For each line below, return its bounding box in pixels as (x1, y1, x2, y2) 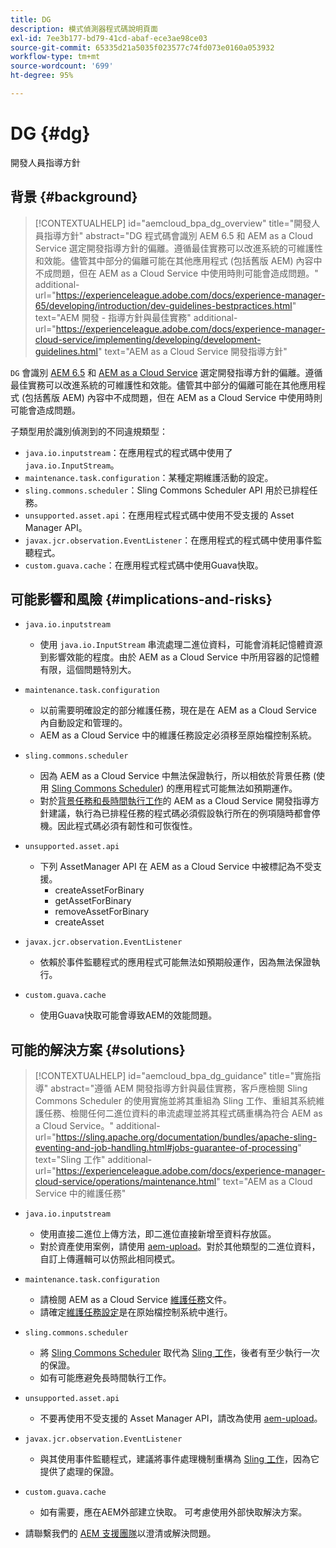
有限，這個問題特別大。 (39, 664, 137, 676)
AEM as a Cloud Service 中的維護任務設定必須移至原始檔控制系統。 (39, 729, 318, 741)
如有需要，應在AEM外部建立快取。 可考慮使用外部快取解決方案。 (39, 1506, 308, 1518)
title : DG (10, 14, 52, 25)
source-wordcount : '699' (10, 61, 114, 71)
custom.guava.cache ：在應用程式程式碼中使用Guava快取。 (24, 559, 264, 571)
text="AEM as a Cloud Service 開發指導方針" (104, 345, 288, 357)
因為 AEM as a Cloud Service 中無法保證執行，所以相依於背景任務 (39, 770, 311, 782)
